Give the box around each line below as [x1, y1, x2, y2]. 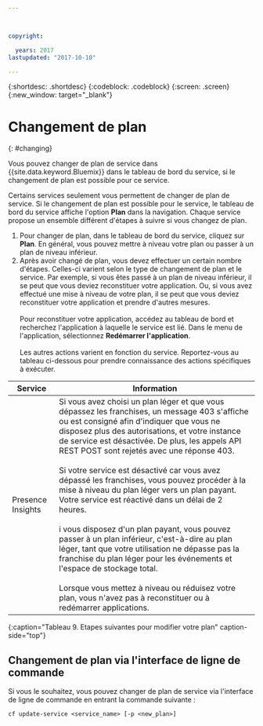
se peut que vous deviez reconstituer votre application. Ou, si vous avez [19, 281, 253, 290]
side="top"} [8, 631, 46, 640]
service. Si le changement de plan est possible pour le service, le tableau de [8, 199, 254, 209]
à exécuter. [19, 364, 56, 374]
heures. [58, 504, 87, 515]
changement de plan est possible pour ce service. [8, 176, 170, 185]
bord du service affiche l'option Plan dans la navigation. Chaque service [8, 207, 241, 217]
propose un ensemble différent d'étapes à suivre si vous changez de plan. [8, 216, 247, 225]
